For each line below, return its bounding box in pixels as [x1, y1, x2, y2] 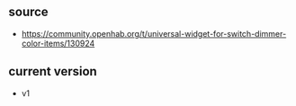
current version [8, 64, 98, 79]
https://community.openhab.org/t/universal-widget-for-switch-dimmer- [21, 28, 287, 39]
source [8, 4, 49, 20]
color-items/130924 [21, 38, 95, 49]
